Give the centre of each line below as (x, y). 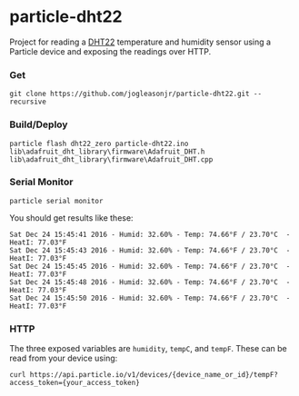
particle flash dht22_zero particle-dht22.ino (99, 144)
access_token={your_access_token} (75, 383)
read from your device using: (64, 358)
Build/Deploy (39, 124)
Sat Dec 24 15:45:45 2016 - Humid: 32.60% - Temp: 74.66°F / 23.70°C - (150, 266)
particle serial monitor (56, 201)
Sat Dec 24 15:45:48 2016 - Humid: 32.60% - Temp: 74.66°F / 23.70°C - (150, 282)
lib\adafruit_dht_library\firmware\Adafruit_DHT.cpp (111, 159)
